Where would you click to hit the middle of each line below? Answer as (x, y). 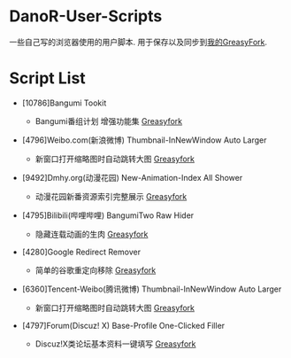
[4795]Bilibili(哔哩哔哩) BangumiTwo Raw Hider (108, 215)
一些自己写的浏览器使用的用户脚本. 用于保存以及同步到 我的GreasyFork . (138, 42)
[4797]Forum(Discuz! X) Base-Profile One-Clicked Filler (123, 325)
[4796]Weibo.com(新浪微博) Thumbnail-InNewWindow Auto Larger (144, 140)
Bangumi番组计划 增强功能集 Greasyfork (109, 121)
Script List (47, 78)
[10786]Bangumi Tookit (64, 103)
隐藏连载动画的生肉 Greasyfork (92, 234)
